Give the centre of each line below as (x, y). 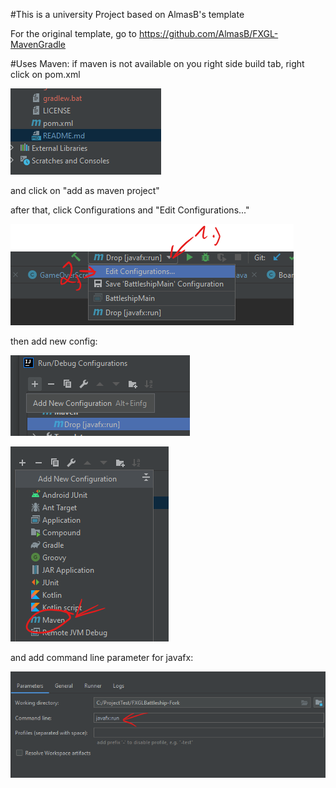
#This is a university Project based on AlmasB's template (127, 14)
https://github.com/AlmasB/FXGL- (208, 33)
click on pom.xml (45, 74)
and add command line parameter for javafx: (102, 657)
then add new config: (54, 341)
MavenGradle (38, 44)
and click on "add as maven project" (85, 190)
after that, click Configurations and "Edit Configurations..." (130, 210)
